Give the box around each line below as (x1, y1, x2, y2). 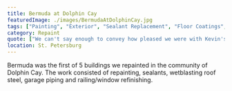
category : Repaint (7, 29, 60, 37)
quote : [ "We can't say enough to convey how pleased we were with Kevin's (7, 36, 227, 43)
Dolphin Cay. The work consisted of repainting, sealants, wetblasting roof (7, 68, 216, 77)
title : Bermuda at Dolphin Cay (7, 10, 97, 17)
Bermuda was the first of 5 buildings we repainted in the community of (7, 61, 209, 69)
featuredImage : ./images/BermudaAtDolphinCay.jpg (7, 17, 153, 23)
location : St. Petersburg (7, 42, 81, 49)
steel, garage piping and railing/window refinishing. (7, 76, 153, 83)
